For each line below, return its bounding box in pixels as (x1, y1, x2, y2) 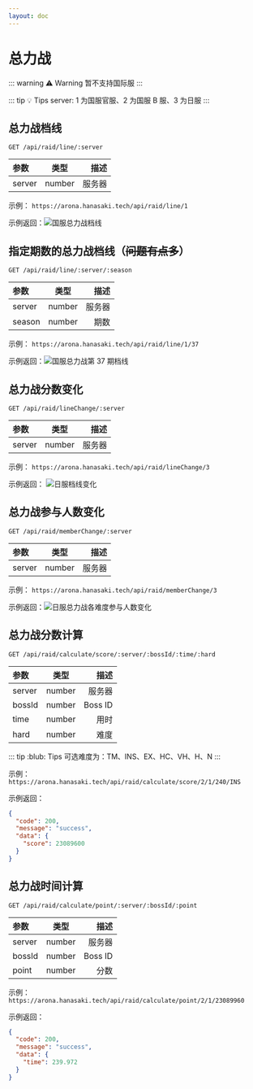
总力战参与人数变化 (8, 505, 105, 519)
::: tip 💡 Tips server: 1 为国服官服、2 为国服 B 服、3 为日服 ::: (8, 95, 210, 105)
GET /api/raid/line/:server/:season (8, 266, 132, 275)
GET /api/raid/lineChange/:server (8, 404, 126, 412)
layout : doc (8, 11, 49, 20)
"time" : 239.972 (23, 1058, 79, 1066)
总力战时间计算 (8, 879, 84, 893)
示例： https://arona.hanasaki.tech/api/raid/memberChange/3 (8, 585, 217, 595)
